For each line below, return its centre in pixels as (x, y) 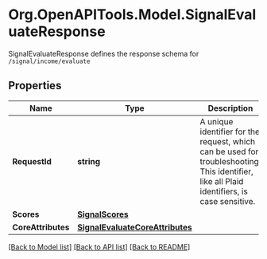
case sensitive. (228, 201)
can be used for (229, 151)
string (89, 161)
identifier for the (230, 131)
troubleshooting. (230, 161)
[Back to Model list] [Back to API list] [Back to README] (99, 247)
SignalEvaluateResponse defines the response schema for (104, 53)
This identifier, (227, 171)
